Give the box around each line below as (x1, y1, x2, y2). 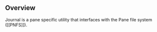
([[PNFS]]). (5, 22, 28, 28)
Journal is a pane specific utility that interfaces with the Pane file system (5, 16, 153, 22)
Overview (5, 4, 36, 12)
